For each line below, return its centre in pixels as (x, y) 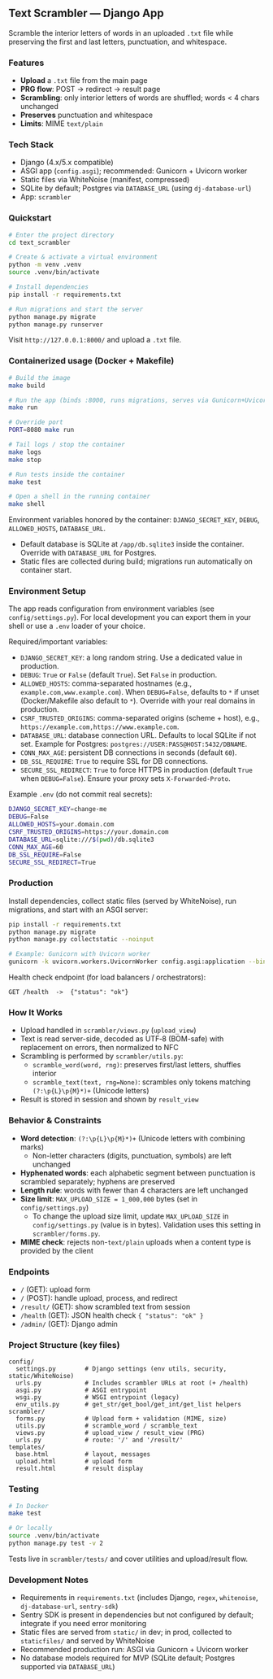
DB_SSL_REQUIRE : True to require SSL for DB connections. (114, 761)
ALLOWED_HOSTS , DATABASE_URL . (57, 529)
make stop (25, 460)
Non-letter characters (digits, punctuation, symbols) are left (132, 1155)
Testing (24, 1489)
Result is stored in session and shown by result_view (109, 1099)
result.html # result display (80, 1469)
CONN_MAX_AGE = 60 (36, 847)
